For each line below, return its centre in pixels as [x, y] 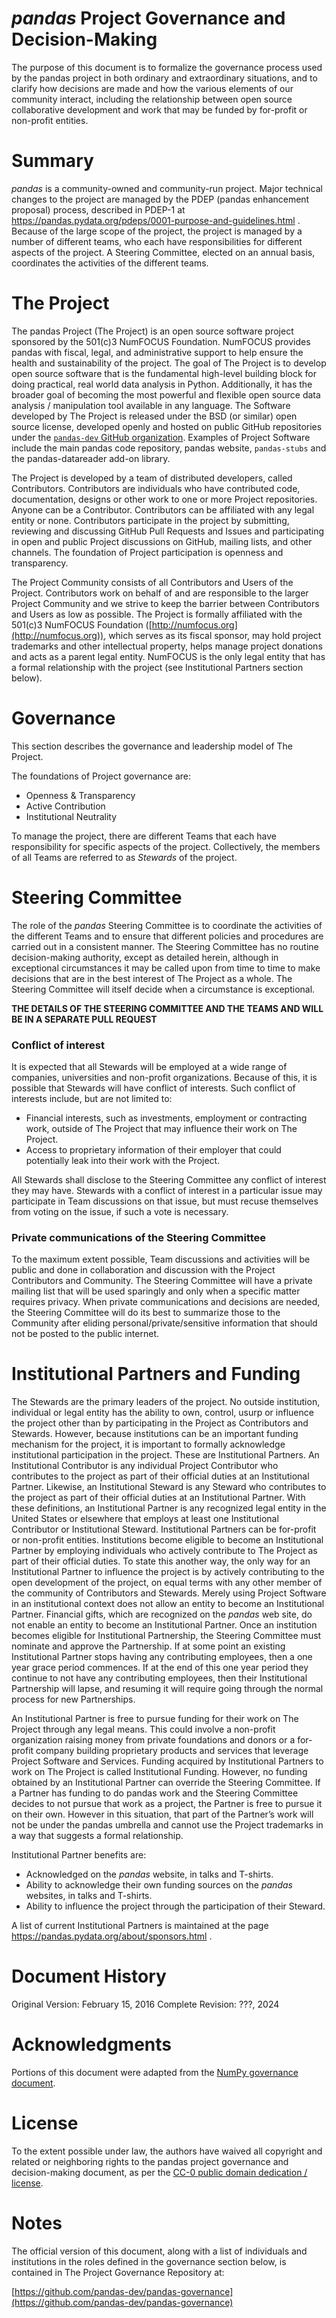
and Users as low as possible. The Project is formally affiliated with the [157, 614]
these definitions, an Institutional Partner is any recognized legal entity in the [169, 1508]
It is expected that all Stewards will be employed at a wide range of [149, 1066]
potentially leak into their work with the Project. [123, 1160]
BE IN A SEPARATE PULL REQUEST [84, 1019]
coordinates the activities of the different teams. [110, 263]
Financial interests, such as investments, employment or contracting [166, 1118]
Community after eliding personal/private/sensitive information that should [164, 1323]
